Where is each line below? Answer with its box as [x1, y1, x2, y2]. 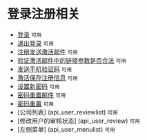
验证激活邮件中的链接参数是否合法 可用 [17, 56, 126, 64]
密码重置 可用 [17, 99, 54, 108]
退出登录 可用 [17, 39, 54, 47]
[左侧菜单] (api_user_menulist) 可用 [17, 125, 115, 133]
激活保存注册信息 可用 [17, 73, 78, 81]
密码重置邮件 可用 [17, 90, 66, 99]
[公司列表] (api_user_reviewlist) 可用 [17, 108, 119, 116]
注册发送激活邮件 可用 [17, 48, 78, 56]
